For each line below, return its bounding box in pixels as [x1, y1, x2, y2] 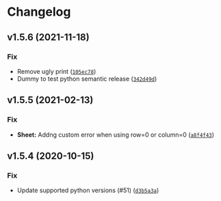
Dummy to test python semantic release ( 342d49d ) [16, 75, 157, 83]
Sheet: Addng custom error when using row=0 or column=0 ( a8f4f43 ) [16, 131, 214, 139]
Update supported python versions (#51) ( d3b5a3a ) [16, 186, 159, 195]
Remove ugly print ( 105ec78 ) [16, 67, 96, 75]
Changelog [7, 4, 71, 20]
